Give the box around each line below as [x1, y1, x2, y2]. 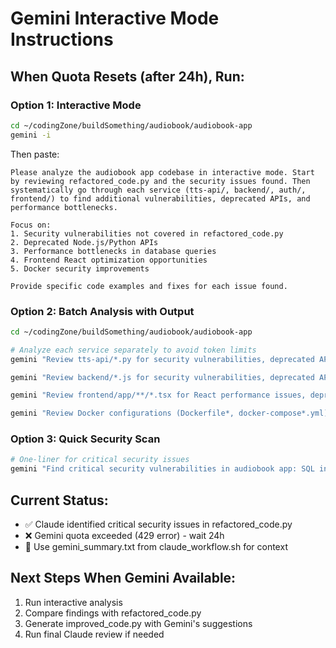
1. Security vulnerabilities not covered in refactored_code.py [10, 228, 284, 239]
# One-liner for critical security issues [10, 455, 190, 465]
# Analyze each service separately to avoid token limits [10, 345, 257, 355]
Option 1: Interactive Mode [10, 98, 142, 112]
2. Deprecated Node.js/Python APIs [10, 237, 159, 247]
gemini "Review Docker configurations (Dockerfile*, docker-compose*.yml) [10, 408, 329, 419]
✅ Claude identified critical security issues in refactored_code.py [24, 518, 293, 531]
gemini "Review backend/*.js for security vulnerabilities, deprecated [10, 372, 315, 382]
